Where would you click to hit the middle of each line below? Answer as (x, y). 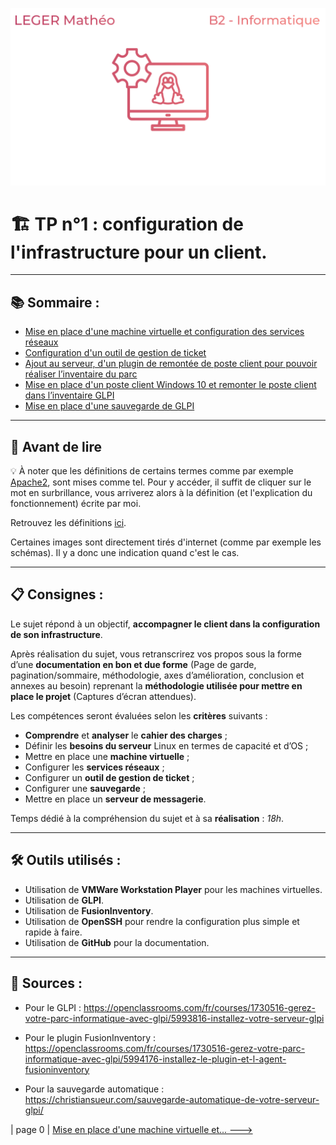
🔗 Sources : (46, 983)
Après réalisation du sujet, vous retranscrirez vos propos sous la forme (156, 654)
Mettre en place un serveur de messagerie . (115, 799)
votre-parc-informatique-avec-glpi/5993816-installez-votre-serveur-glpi (174, 1018)
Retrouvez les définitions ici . (68, 523)
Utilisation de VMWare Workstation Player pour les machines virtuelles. (173, 889)
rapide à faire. (53, 932)
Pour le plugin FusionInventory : (90, 1037)
